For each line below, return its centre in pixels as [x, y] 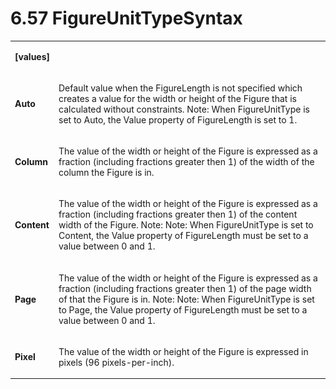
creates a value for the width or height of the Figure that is [177, 98]
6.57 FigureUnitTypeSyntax [126, 18]
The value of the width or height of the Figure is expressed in [183, 351]
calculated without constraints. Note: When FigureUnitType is [184, 109]
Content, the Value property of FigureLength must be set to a [183, 236]
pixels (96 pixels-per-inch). [116, 362]
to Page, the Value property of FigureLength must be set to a [183, 309]
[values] [32, 56]
